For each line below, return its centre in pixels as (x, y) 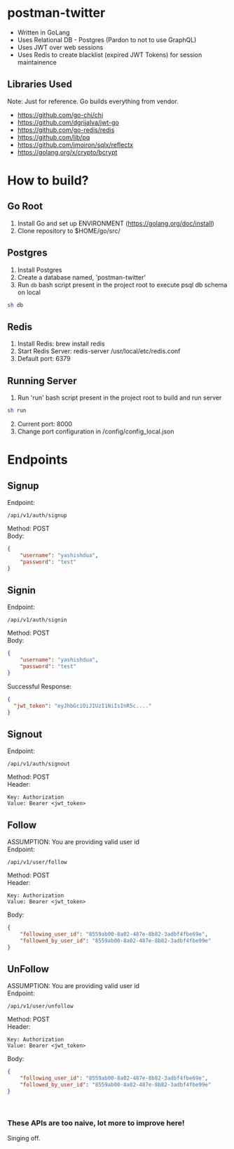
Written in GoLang (43, 32)
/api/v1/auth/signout (39, 764)
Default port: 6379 (44, 359)
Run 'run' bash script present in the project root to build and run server (119, 398)
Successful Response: (40, 686)
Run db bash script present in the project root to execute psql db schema (122, 284)
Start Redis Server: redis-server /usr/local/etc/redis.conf (99, 351)
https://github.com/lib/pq (54, 137)
